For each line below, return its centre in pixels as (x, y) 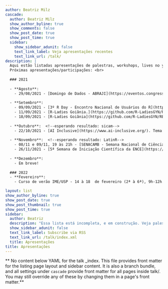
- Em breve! (26, 163)
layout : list (19, 191)
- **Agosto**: (24, 89)
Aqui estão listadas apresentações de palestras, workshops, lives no (85, 65)
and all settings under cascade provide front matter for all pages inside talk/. (83, 271)
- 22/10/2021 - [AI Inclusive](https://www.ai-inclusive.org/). (82, 130)
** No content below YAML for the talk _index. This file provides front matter (84, 261)
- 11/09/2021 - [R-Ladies (41, 112)
